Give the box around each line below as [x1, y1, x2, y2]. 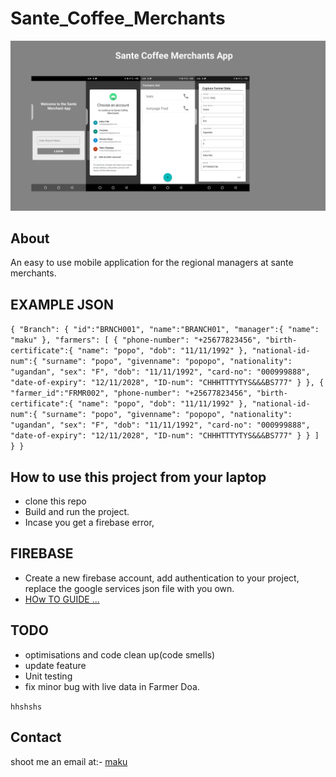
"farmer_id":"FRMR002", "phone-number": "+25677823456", [10, 388, 253, 399]
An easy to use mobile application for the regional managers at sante [10, 257, 294, 269]
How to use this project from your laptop [10, 468, 267, 486]
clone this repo [24, 495, 87, 507]
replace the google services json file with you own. [24, 582, 235, 594]
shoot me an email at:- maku [10, 755, 128, 767]
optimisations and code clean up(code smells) [24, 648, 216, 661]
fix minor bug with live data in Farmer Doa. [24, 680, 200, 692]
